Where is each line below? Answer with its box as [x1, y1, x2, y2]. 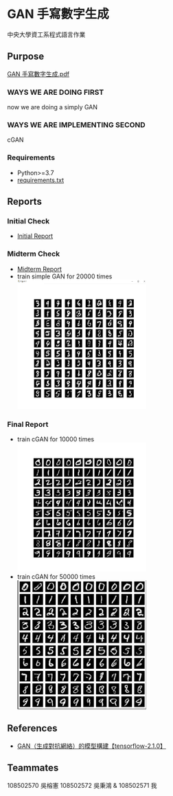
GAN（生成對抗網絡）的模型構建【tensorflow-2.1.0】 [16, 742, 166, 750]
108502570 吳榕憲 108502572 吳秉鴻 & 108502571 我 [7, 781, 157, 789]
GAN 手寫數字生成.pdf [7, 69, 70, 78]
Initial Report [16, 232, 54, 241]
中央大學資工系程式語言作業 [7, 30, 86, 38]
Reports [7, 196, 43, 208]
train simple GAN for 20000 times [16, 272, 113, 280]
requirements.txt [16, 176, 65, 184]
